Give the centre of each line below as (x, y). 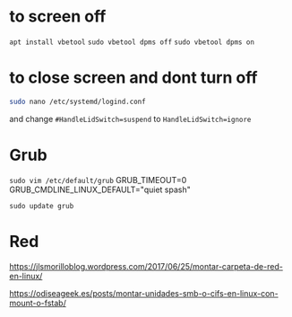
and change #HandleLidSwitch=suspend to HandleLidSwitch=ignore (130, 119)
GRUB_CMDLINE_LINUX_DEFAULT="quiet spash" (100, 189)
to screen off (58, 17)
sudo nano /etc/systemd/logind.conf (77, 101)
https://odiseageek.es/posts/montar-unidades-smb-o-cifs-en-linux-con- (144, 293)
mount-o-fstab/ (38, 303)
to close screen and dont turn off (133, 78)
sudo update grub (42, 206)
